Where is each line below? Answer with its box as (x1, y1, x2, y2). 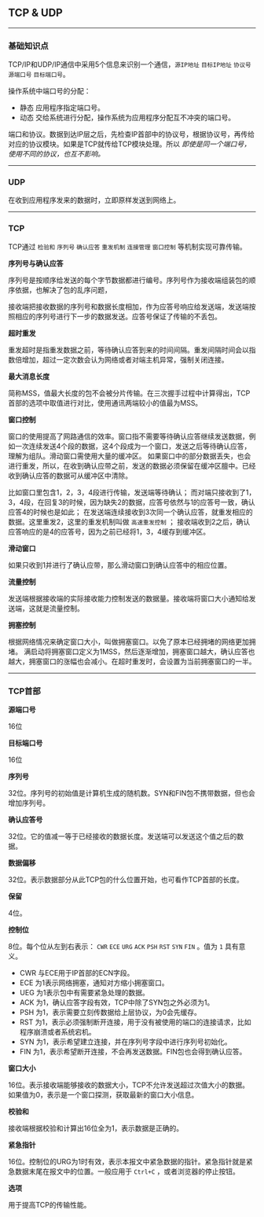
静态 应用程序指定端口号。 (19, 103, 104, 112)
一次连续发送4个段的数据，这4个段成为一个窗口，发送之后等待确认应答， (14, 441, 251, 450)
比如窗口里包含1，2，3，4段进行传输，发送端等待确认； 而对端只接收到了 (8, 487, 246, 497)
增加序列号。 (8, 798, 49, 807)
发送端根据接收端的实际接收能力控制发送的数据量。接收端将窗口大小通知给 (8, 594, 249, 603)
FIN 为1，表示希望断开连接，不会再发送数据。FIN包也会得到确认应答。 (19, 1047, 247, 1056)
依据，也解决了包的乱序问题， (14, 285, 112, 294)
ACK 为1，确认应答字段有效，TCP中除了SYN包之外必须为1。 (19, 998, 214, 1007)
